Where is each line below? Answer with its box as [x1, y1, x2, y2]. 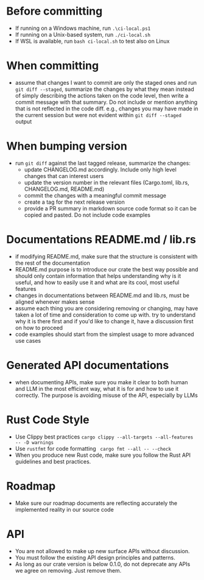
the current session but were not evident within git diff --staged [15, 111, 181, 118]
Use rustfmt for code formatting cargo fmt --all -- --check [15, 445, 172, 452]
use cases [15, 337, 41, 344]
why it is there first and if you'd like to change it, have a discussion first [15, 317, 194, 324]
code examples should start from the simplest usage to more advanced [15, 331, 194, 338]
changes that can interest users [24, 172, 104, 179]
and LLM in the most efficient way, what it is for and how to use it [15, 385, 179, 392]
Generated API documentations [6, 358, 169, 372]
